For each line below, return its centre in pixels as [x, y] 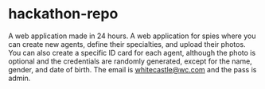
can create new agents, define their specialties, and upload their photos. [127, 44]
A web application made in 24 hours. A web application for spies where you [132, 36]
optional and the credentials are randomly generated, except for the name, [130, 61]
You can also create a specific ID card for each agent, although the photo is [132, 52]
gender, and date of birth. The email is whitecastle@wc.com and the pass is [132, 69]
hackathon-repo [63, 14]
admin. [19, 78]
